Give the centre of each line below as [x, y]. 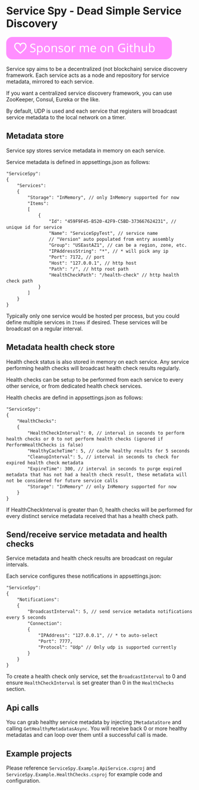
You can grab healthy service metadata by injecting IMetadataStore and [94, 722]
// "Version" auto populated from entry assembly [111, 239]
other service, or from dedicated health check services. [74, 386]
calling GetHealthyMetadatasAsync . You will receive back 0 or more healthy [97, 729]
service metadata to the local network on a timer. [66, 117]
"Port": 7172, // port [77, 257]
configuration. [23, 780]
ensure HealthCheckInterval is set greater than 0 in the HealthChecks [90, 683]
